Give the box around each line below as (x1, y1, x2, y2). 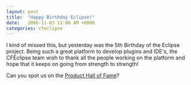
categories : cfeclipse (6, 25, 63, 32)
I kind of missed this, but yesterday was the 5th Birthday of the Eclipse (6, 42, 180, 49)
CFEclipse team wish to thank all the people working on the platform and (6, 54, 186, 61)
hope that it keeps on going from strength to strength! (6, 61, 139, 68)
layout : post (6, 8, 39, 15)
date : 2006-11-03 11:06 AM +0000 (6, 20, 95, 26)
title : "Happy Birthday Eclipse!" (6, 14, 95, 20)
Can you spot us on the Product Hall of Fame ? (6, 72, 120, 79)
